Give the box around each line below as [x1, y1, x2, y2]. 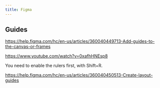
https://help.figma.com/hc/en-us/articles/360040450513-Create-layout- [5, 72, 153, 78]
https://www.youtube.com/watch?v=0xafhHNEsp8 [5, 53, 108, 59]
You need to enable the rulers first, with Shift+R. [5, 62, 103, 69]
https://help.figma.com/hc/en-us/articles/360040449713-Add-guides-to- [5, 38, 155, 44]
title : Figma [5, 7, 32, 12]
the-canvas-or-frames [5, 44, 51, 50]
